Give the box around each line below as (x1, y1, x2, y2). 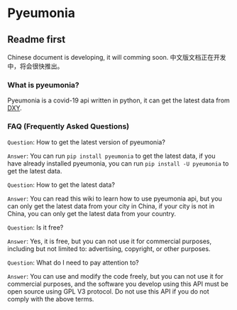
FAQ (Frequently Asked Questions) (7, 122, 130, 132)
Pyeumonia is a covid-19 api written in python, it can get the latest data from (7, 96, 231, 105)
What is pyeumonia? (7, 80, 79, 90)
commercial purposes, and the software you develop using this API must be (7, 279, 228, 288)
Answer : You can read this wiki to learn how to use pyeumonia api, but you (7, 194, 222, 203)
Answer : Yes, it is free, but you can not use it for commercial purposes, (7, 237, 212, 245)
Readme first (7, 33, 66, 46)
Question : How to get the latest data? (7, 180, 116, 189)
